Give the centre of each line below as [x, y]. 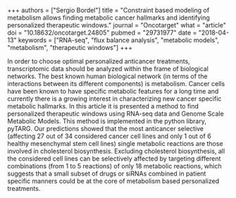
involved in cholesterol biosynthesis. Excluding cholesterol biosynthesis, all [116, 151]
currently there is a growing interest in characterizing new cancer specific [114, 99]
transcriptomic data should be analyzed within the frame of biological [108, 69]
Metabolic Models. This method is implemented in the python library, [107, 121]
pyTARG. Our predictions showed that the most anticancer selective [106, 129]
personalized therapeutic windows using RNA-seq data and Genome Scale [116, 113]
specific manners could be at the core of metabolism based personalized [113, 181]
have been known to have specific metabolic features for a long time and [113, 91]
